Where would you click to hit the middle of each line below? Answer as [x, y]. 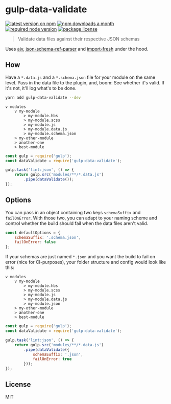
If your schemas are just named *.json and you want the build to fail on [80, 257]
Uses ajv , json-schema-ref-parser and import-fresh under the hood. [77, 49]
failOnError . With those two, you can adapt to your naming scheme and [81, 218]
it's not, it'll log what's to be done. [41, 88]
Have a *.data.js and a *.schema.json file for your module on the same [80, 77]
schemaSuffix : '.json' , [58, 354]
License [18, 385]
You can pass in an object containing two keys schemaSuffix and [73, 212]
